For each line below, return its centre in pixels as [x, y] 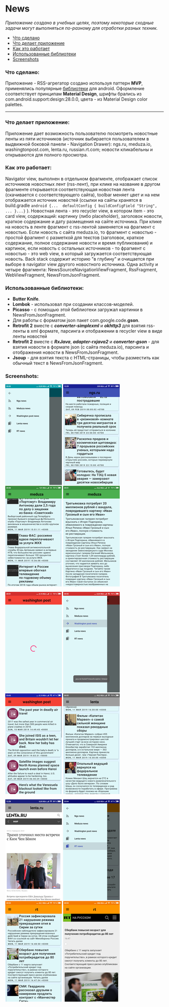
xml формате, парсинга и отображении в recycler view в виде [97, 331]
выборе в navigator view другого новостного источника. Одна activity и [82, 264]
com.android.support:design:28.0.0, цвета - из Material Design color [76, 99]
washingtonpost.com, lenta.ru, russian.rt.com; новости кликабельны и [79, 149]
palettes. [14, 105]
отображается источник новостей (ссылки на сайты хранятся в [74, 200]
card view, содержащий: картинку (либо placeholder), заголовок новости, [84, 216]
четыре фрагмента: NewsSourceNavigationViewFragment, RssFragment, [81, 269]
